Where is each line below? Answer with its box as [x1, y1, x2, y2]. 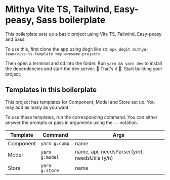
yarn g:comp [40, 140, 70, 146]
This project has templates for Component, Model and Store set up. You [5, 99, 155, 105]
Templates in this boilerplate [5, 86, 97, 94]
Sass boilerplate [36, 14, 106, 26]
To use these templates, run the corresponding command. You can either [5, 114, 158, 120]
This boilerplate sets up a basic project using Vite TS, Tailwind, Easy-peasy [5, 31, 162, 37]
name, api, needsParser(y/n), [75, 148, 144, 155]
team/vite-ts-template [5, 51, 53, 56]
